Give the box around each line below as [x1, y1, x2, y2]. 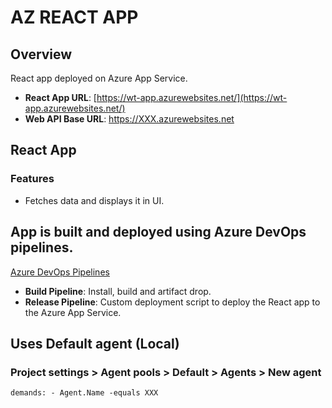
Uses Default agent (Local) [10, 335, 180, 352]
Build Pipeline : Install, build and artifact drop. [24, 285, 212, 297]
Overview [10, 46, 73, 63]
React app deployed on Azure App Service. [10, 72, 188, 84]
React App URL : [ [24, 92, 97, 103]
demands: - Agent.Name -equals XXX [10, 388, 159, 398]
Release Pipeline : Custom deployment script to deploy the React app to [24, 296, 321, 308]
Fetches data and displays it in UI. [24, 194, 165, 206]
